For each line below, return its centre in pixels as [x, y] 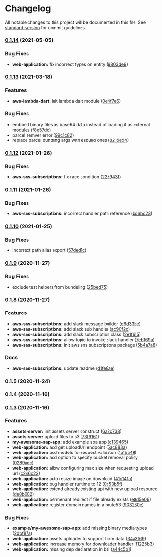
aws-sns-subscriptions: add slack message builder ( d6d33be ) [76, 324]
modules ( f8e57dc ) [31, 130]
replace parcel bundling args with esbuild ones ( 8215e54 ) [70, 140]
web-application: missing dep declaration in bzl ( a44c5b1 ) [72, 549]
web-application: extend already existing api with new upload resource [85, 489]
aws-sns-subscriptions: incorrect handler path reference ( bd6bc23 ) [82, 214]
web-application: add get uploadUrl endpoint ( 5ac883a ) [69, 447]
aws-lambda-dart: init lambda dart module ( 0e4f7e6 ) [67, 101]
